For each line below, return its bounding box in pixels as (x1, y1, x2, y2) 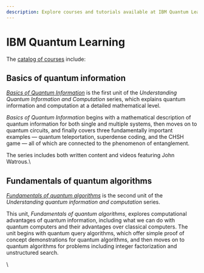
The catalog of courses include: (6, 55, 86, 63)
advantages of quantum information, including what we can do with (6, 217, 175, 224)
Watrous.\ (6, 158, 31, 165)
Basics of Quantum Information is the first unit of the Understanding (6, 89, 177, 96)
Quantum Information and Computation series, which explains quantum (6, 96, 186, 103)
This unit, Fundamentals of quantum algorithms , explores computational (6, 210, 187, 218)
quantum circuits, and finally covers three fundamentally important (6, 127, 173, 134)
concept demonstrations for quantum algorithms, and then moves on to (6, 236, 185, 244)
